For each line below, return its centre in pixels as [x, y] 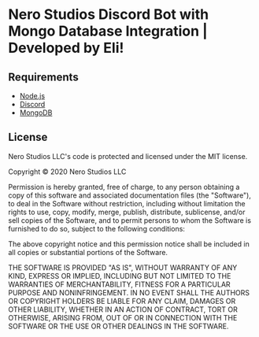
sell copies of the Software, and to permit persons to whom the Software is [130, 220]
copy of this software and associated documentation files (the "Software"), [130, 195]
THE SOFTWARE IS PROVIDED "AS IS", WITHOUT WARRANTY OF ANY [123, 267]
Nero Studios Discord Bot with [109, 15]
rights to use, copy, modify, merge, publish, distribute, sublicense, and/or [127, 212]
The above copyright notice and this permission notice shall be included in [129, 244]
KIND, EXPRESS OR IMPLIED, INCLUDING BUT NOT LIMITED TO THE [120, 276]
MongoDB [36, 113]
